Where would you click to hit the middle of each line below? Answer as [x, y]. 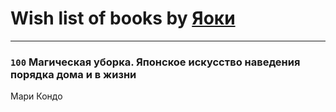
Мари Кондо [36, 96]
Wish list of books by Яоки [123, 18]
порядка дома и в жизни [73, 74]
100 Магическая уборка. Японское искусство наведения [155, 62]
